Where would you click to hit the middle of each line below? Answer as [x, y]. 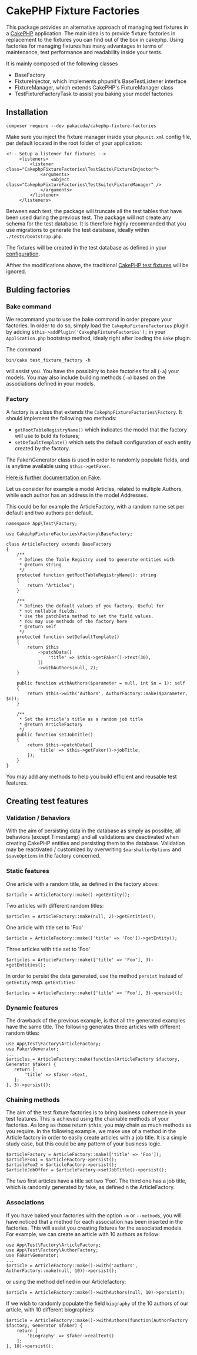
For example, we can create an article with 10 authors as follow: [83, 1234]
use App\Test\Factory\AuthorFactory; [52, 1250]
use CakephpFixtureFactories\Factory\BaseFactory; [69, 534]
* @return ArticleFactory [51, 724]
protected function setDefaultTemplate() [68, 637]
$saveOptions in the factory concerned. [54, 856]
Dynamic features [32, 1008]
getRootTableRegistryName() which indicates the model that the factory [101, 429]
